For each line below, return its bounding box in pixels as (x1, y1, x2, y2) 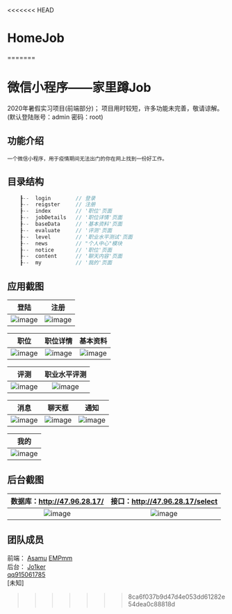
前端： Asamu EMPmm (7, 554, 73, 562)
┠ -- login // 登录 (19, 195, 96, 202)
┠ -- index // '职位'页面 (19, 208, 113, 215)
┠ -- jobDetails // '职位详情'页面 (19, 214, 123, 221)
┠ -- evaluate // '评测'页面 (19, 227, 113, 234)
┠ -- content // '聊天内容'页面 (19, 253, 123, 260)
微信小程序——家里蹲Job (7, 80, 151, 96)
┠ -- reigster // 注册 (19, 201, 96, 208)
